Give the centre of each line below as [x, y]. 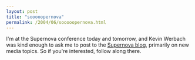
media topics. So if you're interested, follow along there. [74, 51]
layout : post [22, 11]
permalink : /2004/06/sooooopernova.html [56, 22]
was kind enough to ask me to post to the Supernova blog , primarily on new [98, 45]
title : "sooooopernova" [35, 17]
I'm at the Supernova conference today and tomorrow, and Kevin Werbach [96, 39]
